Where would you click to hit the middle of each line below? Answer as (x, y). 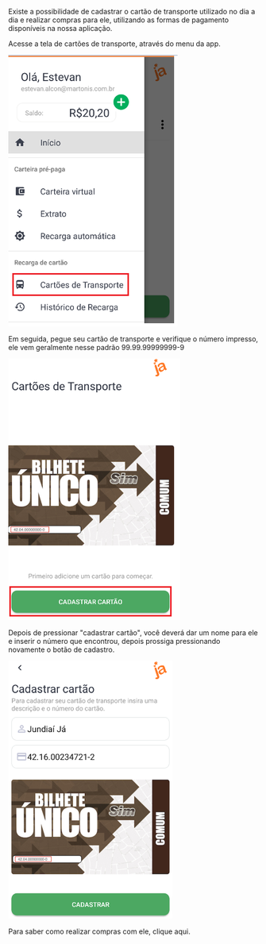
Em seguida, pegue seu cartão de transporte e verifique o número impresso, (133, 339)
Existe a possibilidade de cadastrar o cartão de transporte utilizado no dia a (132, 12)
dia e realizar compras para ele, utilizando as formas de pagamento (118, 20)
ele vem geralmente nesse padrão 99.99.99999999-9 (96, 347)
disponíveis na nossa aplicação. (60, 28)
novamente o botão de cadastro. (62, 649)
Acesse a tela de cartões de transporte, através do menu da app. (114, 44)
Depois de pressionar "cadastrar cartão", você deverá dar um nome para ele (133, 633)
